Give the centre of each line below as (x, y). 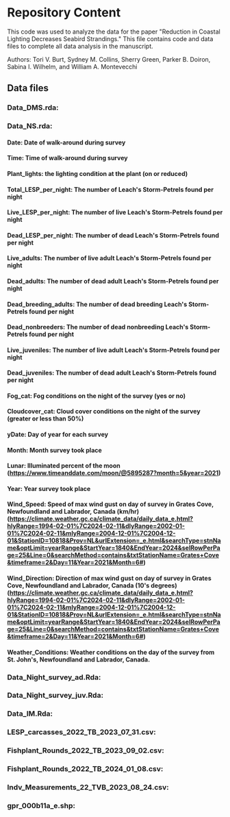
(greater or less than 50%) (46, 418)
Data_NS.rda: (30, 126)
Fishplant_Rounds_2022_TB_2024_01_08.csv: (85, 769)
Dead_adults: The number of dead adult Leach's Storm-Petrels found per (113, 281)
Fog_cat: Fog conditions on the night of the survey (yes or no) (97, 396)
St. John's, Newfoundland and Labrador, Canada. (79, 659)
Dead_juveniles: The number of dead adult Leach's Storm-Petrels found (112, 373)
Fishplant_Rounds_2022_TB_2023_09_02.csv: (86, 751)
